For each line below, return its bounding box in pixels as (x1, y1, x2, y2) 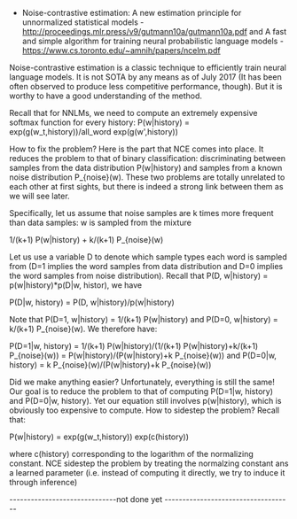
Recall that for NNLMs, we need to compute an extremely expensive (9, 108, 258, 118)
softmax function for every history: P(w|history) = (9, 117, 191, 128)
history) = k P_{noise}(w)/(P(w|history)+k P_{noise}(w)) (9, 360, 212, 370)
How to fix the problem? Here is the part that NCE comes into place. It (9, 143, 264, 154)
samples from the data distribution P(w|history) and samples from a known (9, 163, 283, 173)
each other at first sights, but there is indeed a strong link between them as (9, 182, 284, 191)
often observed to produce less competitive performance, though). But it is (9, 81, 283, 91)
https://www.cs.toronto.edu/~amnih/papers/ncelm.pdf (21, 45, 221, 56)
